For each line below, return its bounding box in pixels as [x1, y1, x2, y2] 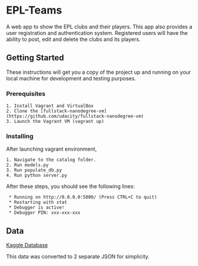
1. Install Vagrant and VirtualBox [6, 103, 94, 109]
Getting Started [6, 53, 64, 63]
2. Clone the [6, 108, 38, 114]
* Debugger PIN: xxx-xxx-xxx [8, 210, 81, 216]
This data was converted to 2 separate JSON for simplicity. [6, 253, 150, 260]
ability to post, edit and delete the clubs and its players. [6, 35, 141, 43]
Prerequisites [6, 89, 46, 98]
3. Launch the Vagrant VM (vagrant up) [6, 119, 105, 125]
